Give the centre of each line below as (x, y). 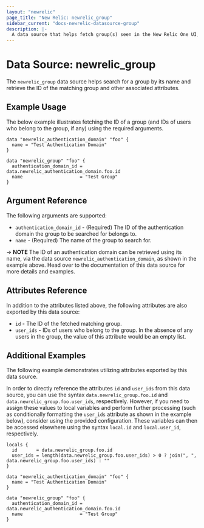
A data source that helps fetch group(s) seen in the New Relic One (100, 35)
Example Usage (36, 107)
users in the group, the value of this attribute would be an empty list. (100, 336)
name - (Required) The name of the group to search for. (83, 240)
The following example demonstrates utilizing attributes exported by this (97, 370)
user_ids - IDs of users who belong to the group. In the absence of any (104, 330)
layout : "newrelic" (31, 12)
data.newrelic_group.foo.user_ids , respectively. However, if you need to (98, 401)
